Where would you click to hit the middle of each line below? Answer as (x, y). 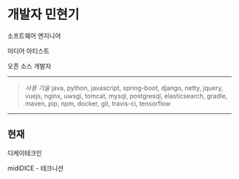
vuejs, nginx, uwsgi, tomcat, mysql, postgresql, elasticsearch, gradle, (126, 96)
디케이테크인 (25, 153)
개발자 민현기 (43, 15)
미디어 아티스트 (28, 51)
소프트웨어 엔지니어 (34, 36)
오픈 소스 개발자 (30, 66)
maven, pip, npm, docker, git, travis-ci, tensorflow (97, 103)
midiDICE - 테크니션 (36, 168)
